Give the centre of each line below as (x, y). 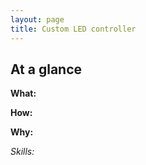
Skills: (22, 152)
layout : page (37, 19)
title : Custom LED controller (73, 29)
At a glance (46, 69)
